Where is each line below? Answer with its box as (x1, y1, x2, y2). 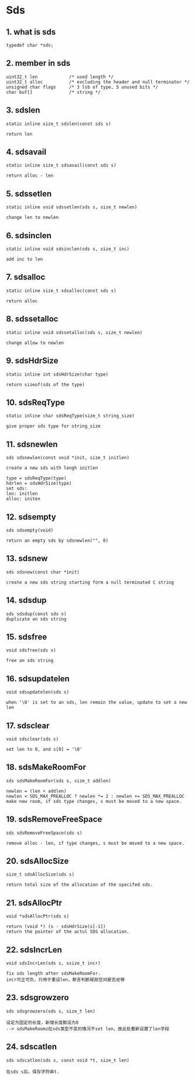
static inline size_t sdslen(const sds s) (6, 121, 111, 127)
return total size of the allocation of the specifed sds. (6, 882, 153, 888)
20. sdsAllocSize (6, 856, 69, 866)
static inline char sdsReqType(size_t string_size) (6, 413, 135, 419)
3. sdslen (6, 105, 40, 115)
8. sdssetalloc (6, 314, 59, 324)
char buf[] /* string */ (6, 89, 101, 95)
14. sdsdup (6, 595, 47, 605)
